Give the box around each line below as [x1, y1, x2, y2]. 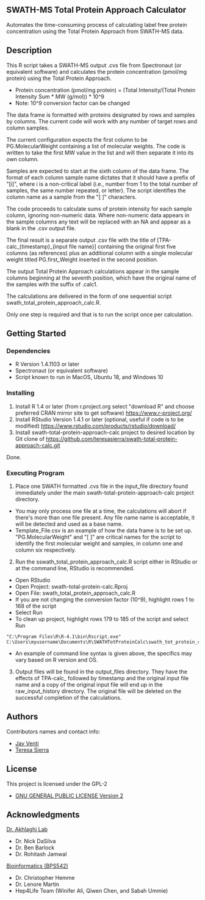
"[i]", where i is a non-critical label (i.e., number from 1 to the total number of [6, 180, 198, 187]
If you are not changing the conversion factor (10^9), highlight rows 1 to [15, 595, 195, 603]
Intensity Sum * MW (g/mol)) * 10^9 [15, 93, 105, 100]
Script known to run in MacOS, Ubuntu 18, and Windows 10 [15, 374, 164, 381]
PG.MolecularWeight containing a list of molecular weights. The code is [6, 142, 186, 150]
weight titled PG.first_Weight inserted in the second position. [6, 256, 159, 263]
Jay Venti [15, 739, 39, 747]
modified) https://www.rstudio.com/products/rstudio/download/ [15, 422, 176, 429]
